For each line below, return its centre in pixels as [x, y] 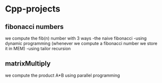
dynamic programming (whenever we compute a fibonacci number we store [81, 43]
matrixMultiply [28, 64]
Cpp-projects [33, 9]
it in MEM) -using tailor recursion [38, 48]
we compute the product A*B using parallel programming [63, 75]
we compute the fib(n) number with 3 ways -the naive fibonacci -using [76, 38]
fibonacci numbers [35, 27]
